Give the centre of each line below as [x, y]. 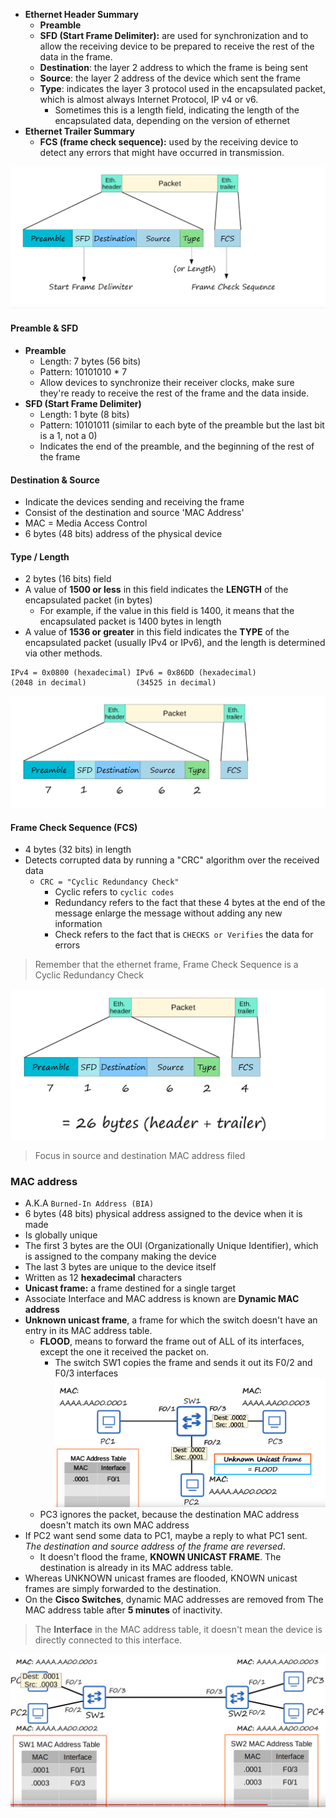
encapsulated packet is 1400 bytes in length [130, 621]
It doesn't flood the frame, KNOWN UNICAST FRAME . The [160, 1557]
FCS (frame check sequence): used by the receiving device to [169, 142]
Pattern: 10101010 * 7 [83, 372]
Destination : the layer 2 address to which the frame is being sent [174, 67]
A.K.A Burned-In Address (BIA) [89, 1203]
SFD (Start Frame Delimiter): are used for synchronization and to [174, 35]
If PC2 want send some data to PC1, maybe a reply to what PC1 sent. [166, 1536]
